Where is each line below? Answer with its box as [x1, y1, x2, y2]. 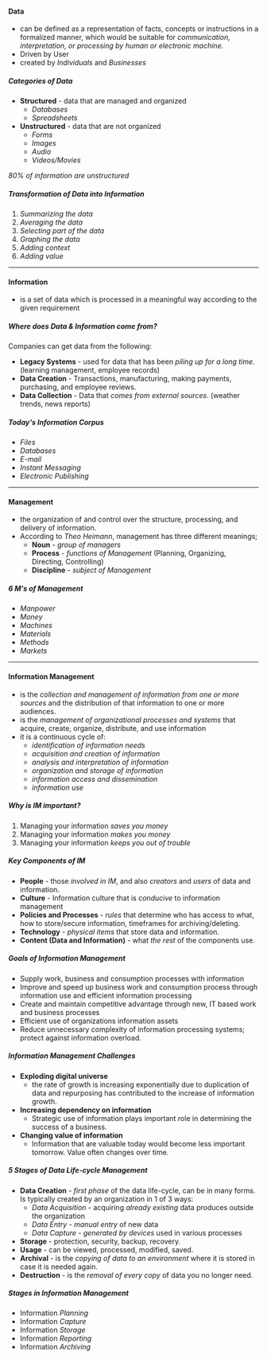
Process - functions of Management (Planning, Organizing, [31, 549, 226, 558]
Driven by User [19, 49, 70, 59]
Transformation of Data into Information [8, 189, 145, 198]
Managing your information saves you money [19, 821, 168, 830]
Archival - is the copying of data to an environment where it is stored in [19, 1253, 256, 1263]
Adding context [19, 243, 71, 252]
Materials [19, 629, 52, 638]
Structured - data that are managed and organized [19, 96, 187, 106]
